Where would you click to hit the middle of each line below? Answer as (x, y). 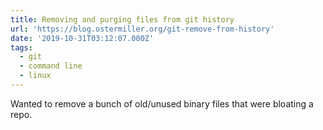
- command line (51, 66)
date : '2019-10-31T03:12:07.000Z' (82, 38)
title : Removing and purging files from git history (122, 19)
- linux (35, 76)
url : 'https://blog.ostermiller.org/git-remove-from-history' (142, 29)
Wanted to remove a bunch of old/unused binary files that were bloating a (162, 103)
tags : (21, 47)
